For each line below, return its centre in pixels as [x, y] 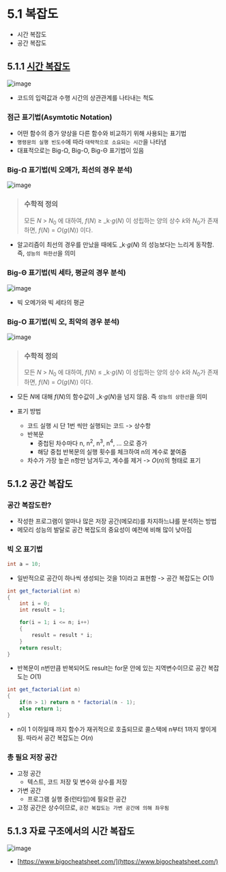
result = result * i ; [62, 635]
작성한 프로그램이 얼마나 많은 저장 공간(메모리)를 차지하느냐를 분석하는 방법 [117, 521]
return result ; [41, 648]
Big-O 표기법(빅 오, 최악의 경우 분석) [63, 321]
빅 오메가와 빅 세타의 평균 [51, 302]
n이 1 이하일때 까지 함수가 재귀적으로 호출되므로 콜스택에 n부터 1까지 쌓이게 [117, 729]
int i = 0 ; [35, 603]
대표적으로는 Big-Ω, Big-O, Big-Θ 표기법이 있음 [81, 151]
